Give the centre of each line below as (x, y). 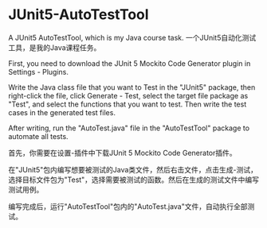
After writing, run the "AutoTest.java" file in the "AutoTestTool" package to (129, 128)
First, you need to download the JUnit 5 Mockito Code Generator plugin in (130, 63)
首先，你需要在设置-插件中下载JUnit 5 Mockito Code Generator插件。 (122, 153)
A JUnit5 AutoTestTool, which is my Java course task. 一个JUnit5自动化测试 (132, 37)
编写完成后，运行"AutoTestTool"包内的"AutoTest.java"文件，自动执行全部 (128, 206)
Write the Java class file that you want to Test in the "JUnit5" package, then (132, 87)
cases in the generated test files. (62, 112)
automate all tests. (39, 136)
